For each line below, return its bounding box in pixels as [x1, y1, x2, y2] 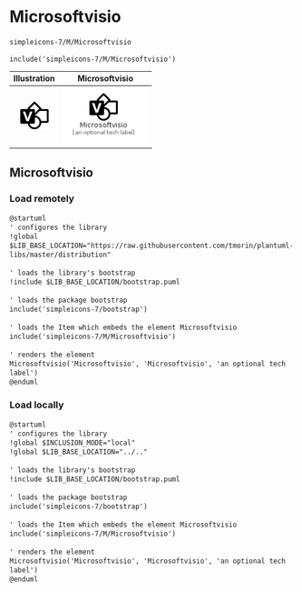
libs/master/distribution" [9, 250, 112, 259]
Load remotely [9, 192, 75, 205]
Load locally [9, 398, 64, 411]
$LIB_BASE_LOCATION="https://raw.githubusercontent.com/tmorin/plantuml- [9, 241, 295, 250]
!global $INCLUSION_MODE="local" [9, 438, 136, 447]
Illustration [13, 73, 56, 84]
